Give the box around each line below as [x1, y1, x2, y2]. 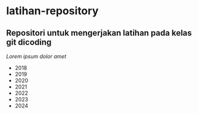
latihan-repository [6, 4, 99, 18]
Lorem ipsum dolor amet [6, 53, 67, 60]
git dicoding [6, 37, 52, 47]
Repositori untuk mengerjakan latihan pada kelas [6, 28, 192, 38]
